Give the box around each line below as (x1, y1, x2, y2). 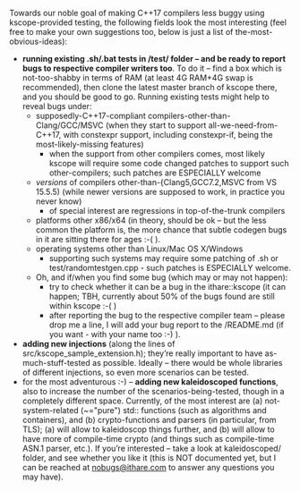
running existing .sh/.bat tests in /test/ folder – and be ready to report (21, 54, 287, 63)
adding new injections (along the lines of (21, 339, 176, 349)
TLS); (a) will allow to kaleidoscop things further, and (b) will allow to (21, 424, 275, 435)
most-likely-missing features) (35, 139, 145, 149)
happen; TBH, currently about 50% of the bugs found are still (48, 291, 275, 301)
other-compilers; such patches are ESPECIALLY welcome (48, 167, 261, 178)
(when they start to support (105, 120, 207, 131)
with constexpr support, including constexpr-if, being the (63, 130, 273, 140)
